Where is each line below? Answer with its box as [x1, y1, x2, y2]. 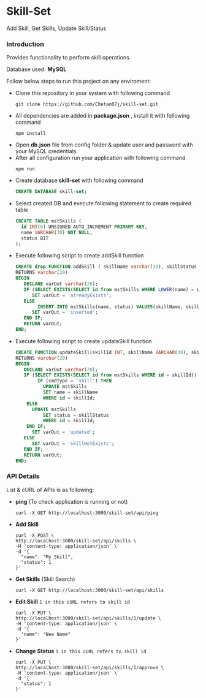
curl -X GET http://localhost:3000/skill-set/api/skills [15, 587, 164, 593]
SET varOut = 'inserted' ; [31, 309, 98, 316]
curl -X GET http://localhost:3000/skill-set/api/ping [15, 510, 159, 516]
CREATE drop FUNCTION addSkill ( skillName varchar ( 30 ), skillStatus [15, 264, 197, 270]
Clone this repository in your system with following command [15, 89, 170, 97]
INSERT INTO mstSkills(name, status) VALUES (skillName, [37, 303, 183, 310]
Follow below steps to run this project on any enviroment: [6, 78, 151, 85]
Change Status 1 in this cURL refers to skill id [15, 647, 147, 654]
